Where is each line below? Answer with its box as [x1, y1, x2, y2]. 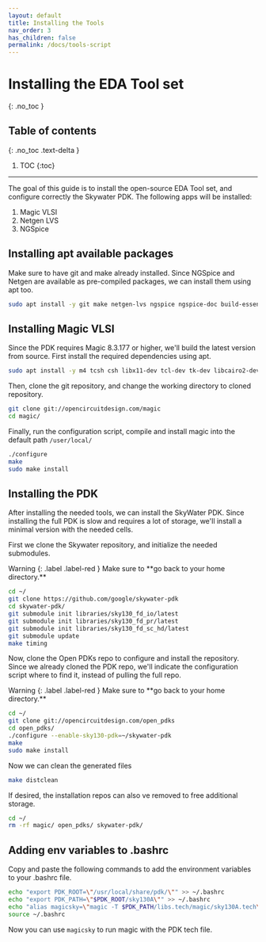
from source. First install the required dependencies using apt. [8, 352, 211, 361]
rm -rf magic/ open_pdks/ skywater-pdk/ [8, 822, 144, 829]
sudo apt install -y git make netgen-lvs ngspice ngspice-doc [8, 300, 218, 308]
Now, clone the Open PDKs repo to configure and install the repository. [8, 654, 240, 663]
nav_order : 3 [8, 26, 51, 34]
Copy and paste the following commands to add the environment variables [8, 864, 252, 874]
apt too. [8, 284, 34, 294]
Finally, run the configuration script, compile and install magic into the [8, 427, 236, 436]
